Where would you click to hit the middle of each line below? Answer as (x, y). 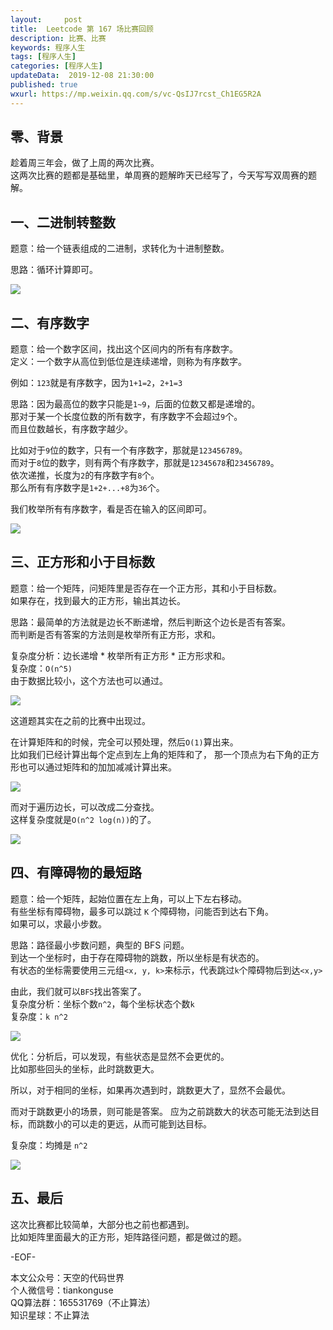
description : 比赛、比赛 (58, 38)
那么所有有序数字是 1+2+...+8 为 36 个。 (87, 488)
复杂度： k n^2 (39, 1016)
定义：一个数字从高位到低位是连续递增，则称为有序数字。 (128, 362)
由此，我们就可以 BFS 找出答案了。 (78, 991)
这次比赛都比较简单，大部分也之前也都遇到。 (102, 1224)
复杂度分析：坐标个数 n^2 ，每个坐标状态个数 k (102, 1003)
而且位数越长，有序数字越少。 (71, 429)
